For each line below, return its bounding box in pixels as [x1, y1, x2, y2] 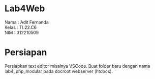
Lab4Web [4, 3, 45, 14]
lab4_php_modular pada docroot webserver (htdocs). [4, 68, 113, 74]
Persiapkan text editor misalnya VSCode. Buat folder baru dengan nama [4, 63, 151, 69]
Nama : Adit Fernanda [4, 19, 49, 25]
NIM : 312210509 [4, 29, 39, 35]
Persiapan [4, 47, 47, 58]
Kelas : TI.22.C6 [4, 24, 37, 30]
